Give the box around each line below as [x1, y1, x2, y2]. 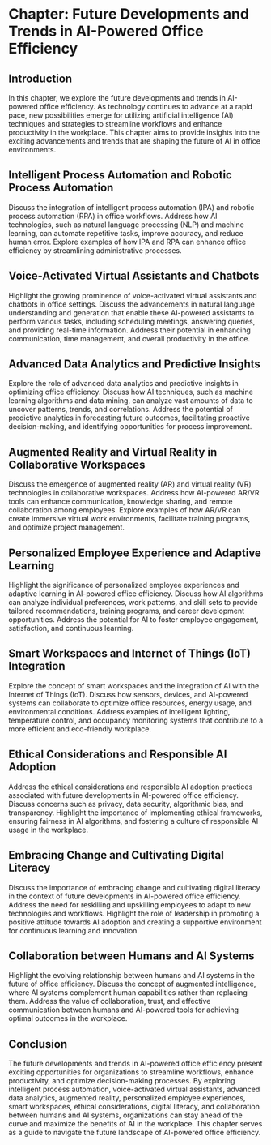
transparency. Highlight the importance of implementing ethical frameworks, [8, 808, 263, 817]
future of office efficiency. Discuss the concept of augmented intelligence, [8, 979, 256, 989]
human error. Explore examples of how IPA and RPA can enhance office [8, 237, 247, 247]
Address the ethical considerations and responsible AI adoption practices [8, 782, 253, 791]
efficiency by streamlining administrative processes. [8, 245, 182, 255]
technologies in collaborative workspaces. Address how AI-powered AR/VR [8, 488, 260, 498]
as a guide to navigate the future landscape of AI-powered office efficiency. [8, 1128, 261, 1138]
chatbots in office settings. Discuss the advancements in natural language [8, 299, 256, 309]
